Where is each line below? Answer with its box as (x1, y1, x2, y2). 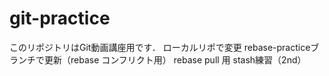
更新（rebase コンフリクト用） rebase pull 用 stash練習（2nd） (43, 53, 307, 66)
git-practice (9, 7, 111, 30)
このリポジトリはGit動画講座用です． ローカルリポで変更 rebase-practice (9, 41, 311, 53)
